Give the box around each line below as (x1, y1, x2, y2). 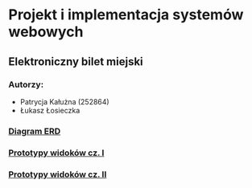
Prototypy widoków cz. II (8, 169, 107, 180)
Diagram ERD (8, 125, 61, 137)
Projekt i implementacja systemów (8, 6, 244, 24)
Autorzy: (8, 79, 44, 90)
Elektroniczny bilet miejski (8, 55, 143, 68)
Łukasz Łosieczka (19, 105, 81, 115)
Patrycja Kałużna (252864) (19, 96, 110, 106)
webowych (8, 22, 84, 41)
